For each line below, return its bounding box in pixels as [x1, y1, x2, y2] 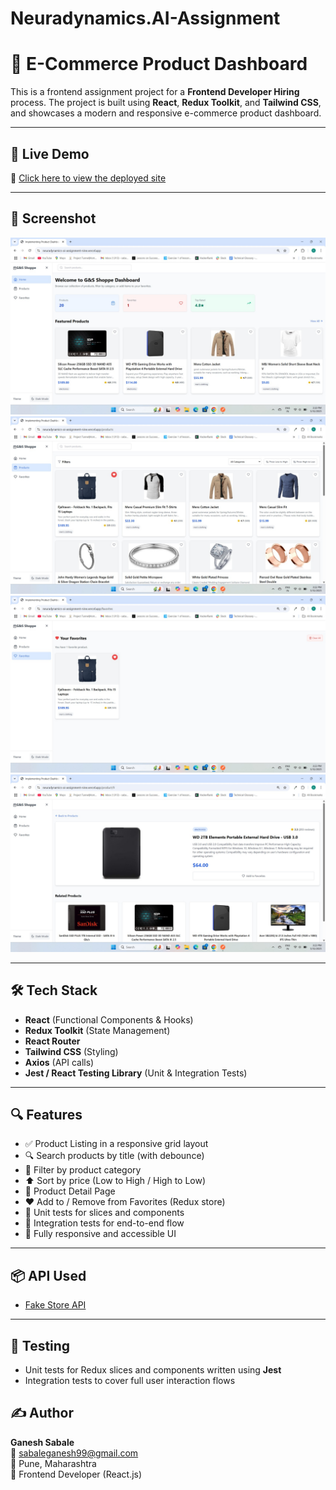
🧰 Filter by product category [24, 1164, 142, 1176]
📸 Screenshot [10, 210, 97, 227]
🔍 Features [10, 1106, 83, 1123]
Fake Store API [24, 1299, 87, 1311]
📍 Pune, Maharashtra [10, 1457, 97, 1469]
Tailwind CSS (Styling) [24, 1045, 119, 1057]
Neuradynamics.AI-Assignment [10, 7, 281, 30]
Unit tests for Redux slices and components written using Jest [24, 1364, 282, 1376]
